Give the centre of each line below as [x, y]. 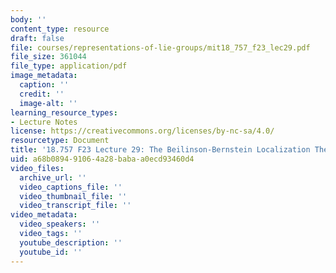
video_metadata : [44, 215]
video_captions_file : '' [71, 187]
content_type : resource [60, 29]
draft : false [37, 38]
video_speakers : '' [60, 224]
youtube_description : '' [71, 242]
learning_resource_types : [64, 112]
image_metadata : [44, 76]
